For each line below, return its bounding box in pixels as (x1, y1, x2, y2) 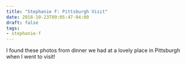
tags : (6, 25, 20, 31)
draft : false (6, 19, 39, 25)
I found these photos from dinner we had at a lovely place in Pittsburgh (6, 47, 181, 54)
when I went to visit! (6, 53, 55, 60)
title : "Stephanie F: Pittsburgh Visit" (6, 8, 108, 15)
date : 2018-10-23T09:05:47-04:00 (6, 14, 89, 20)
